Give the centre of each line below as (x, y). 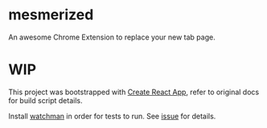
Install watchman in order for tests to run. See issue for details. (112, 116)
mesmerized (51, 15)
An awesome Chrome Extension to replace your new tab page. (112, 37)
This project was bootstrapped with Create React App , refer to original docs (134, 92)
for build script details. (45, 100)
